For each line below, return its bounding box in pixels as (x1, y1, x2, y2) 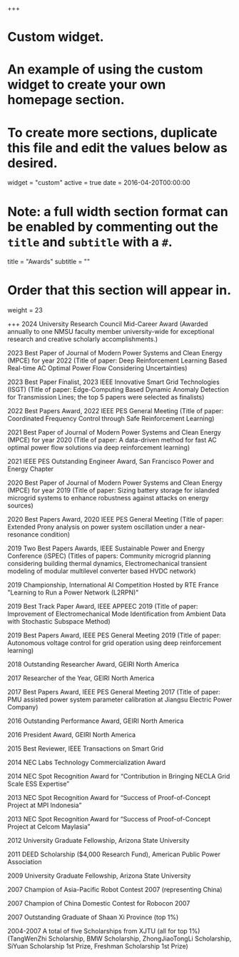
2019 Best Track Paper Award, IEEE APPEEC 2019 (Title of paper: (7, 602, 198, 611)
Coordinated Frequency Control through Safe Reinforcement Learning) (7, 415, 215, 423)
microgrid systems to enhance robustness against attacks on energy (7, 494, 209, 502)
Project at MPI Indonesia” (7, 801, 82, 810)
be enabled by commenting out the (7, 218, 219, 235)
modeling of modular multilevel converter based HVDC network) (7, 567, 196, 575)
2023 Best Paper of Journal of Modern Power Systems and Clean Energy (7, 349, 223, 358)
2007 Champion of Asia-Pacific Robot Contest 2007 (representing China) (7, 886, 223, 894)
